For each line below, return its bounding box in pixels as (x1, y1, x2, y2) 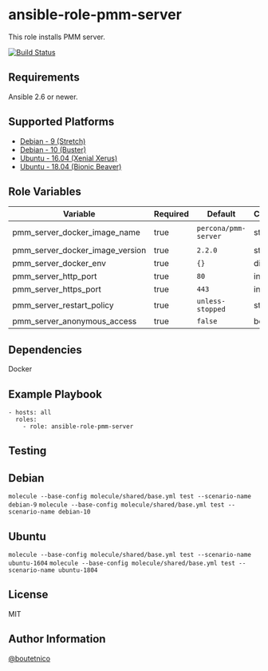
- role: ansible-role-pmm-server (22, 423, 134, 431)
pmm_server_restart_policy (12, 300, 114, 311)
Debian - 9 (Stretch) (19, 136, 86, 145)
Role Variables (8, 185, 81, 198)
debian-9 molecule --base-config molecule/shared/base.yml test (8, 501, 225, 509)
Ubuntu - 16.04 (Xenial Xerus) (19, 153, 118, 163)
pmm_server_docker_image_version (12, 245, 147, 256)
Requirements (8, 70, 80, 85)
